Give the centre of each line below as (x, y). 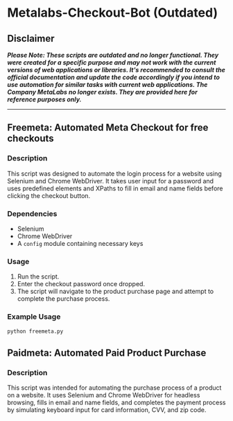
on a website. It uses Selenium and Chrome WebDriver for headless (104, 395)
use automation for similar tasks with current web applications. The (107, 84)
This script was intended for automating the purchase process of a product (114, 388)
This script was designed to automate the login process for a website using (114, 173)
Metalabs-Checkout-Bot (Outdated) (113, 13)
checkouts (31, 139)
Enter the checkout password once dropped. (81, 284)
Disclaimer (31, 39)
